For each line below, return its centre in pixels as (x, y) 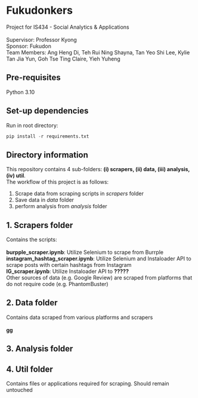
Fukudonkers (40, 10)
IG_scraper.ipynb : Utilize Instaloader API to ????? (68, 271)
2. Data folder (32, 303)
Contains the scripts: (32, 239)
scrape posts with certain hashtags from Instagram (69, 265)
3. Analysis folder (40, 349)
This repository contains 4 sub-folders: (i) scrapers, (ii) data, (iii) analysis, (98, 169)
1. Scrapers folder (40, 225)
